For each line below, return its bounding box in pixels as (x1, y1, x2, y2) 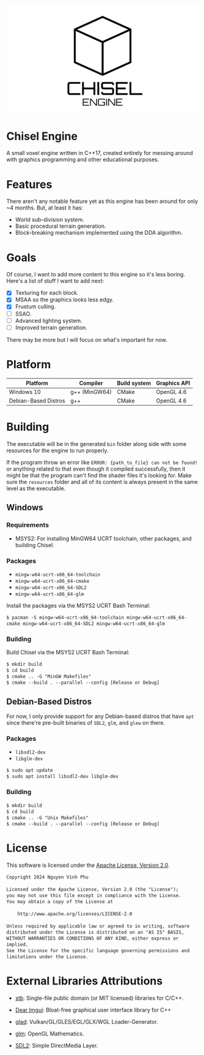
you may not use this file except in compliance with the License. (6, 892, 182, 899)
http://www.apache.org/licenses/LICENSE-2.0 (17, 910, 133, 917)
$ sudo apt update (6, 768, 53, 774)
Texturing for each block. (15, 289, 79, 297)
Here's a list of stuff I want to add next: (6, 278, 104, 285)
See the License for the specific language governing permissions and (6, 947, 190, 954)
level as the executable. (6, 485, 66, 492)
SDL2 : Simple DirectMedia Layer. (15, 1042, 98, 1049)
